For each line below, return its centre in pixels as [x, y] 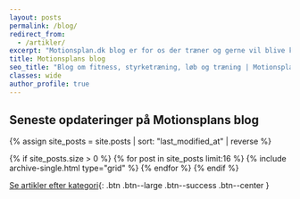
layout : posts [36, 17]
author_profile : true [50, 84]
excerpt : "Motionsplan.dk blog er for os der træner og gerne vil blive [147, 51]
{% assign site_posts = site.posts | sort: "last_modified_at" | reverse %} [141, 141]
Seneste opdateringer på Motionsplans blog [134, 120]
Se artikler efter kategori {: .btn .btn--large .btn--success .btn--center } [139, 186]
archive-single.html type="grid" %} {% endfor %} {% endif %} [124, 168]
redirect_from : [37, 34]
